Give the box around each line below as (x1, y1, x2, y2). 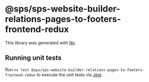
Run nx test (5, 67, 30, 72)
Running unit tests (5, 54, 62, 62)
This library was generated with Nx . (5, 40, 76, 45)
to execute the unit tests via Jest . (36, 71, 103, 78)
